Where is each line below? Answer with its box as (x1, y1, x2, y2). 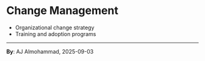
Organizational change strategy (15, 24, 95, 31)
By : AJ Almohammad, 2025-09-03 (6, 48, 94, 55)
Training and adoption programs (15, 30, 96, 37)
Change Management (6, 4, 119, 18)
